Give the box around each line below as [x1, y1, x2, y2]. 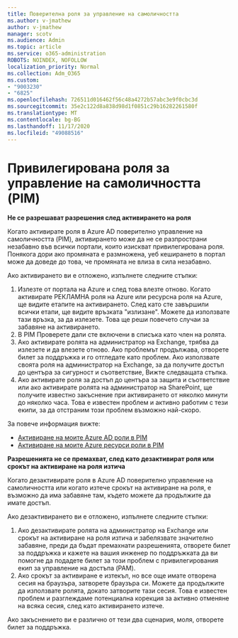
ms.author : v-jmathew [7, 17, 72, 24]
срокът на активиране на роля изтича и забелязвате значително [17, 534, 214, 542]
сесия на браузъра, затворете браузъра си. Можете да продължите [17, 579, 225, 588]
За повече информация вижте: [7, 420, 101, 428]
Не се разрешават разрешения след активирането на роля [7, 214, 191, 222]
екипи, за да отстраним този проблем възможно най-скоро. [17, 406, 201, 414]
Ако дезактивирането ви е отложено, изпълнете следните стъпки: [7, 512, 208, 521]
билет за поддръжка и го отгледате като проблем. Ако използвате [17, 353, 220, 362]
